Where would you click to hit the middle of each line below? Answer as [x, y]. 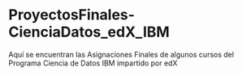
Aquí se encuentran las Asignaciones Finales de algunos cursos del [121, 54]
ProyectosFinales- [72, 15]
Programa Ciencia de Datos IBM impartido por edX [93, 63]
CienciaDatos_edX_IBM [89, 32]
